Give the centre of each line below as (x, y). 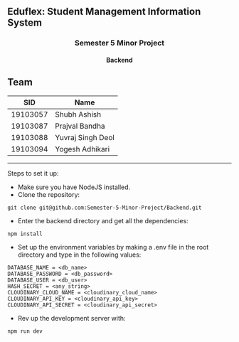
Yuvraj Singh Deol (85, 137)
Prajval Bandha (80, 126)
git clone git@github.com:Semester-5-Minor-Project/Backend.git (105, 208)
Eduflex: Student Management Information (104, 12)
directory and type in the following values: (79, 255)
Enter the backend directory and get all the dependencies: (103, 220)
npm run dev (25, 331)
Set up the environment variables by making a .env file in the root (113, 247)
